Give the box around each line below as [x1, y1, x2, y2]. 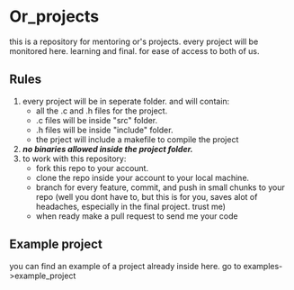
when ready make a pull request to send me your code [35, 210, 238, 222]
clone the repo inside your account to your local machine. [35, 172, 250, 183]
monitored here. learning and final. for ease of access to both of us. [9, 45, 260, 56]
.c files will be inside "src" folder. [35, 114, 158, 125]
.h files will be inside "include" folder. [35, 124, 174, 135]
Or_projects [9, 6, 100, 27]
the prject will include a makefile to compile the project [35, 133, 239, 145]
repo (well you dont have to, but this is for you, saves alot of [35, 191, 258, 202]
